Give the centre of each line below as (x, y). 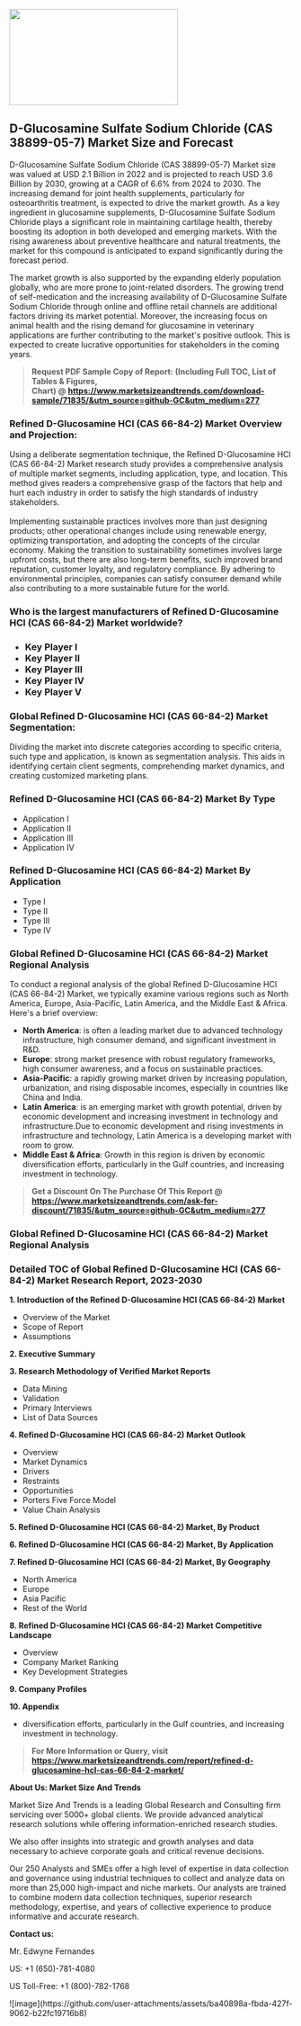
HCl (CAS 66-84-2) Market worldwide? (96, 623)
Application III (48, 838)
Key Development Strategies (75, 1672)
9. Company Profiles (48, 1689)
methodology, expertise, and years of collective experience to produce (141, 1907)
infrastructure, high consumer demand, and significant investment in (149, 1040)
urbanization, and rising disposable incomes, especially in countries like (155, 1088)
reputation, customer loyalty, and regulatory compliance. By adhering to (142, 569)
